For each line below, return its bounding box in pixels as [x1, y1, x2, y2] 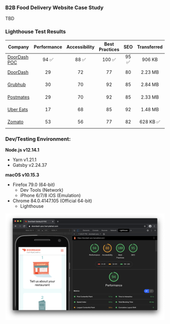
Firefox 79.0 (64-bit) [12, 181, 55, 188]
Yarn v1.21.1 [12, 157, 37, 163]
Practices [99, 47, 120, 53]
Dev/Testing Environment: [5, 135, 71, 143]
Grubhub [7, 81, 26, 87]
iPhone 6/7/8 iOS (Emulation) [20, 193, 81, 199]
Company [8, 43, 29, 50]
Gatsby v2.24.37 [12, 162, 47, 168]
